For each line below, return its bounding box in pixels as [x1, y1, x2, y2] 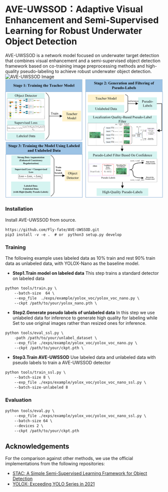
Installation [5, 205, 33, 212]
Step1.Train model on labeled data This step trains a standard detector [12, 270, 159, 276]
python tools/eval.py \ [5, 408, 55, 413]
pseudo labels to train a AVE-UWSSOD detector [12, 360, 111, 366]
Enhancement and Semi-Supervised [5, 15, 159, 26]
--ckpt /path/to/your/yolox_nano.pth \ [14, 301, 97, 306]
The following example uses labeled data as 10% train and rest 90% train [5, 255, 155, 261]
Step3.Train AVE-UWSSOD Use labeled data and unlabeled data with [12, 354, 156, 360]
